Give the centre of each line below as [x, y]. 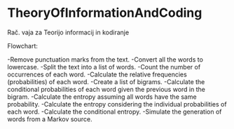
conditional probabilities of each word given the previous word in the [106, 89]
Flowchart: [23, 46]
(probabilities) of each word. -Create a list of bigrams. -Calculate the [106, 81]
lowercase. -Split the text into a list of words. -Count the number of [104, 67]
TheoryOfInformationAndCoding [105, 13]
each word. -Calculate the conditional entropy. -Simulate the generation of [115, 111]
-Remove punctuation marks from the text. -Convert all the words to [105, 59]
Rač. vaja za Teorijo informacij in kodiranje [68, 32]
